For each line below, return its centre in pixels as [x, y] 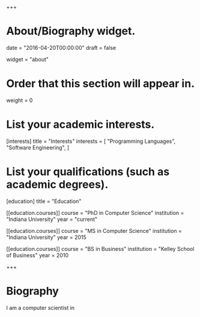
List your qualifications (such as [88, 172]
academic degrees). [57, 184]
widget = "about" [28, 59]
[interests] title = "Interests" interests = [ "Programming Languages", [91, 141]
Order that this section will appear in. [101, 84]
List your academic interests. [80, 125]
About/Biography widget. [71, 31]
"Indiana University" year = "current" [52, 219]
